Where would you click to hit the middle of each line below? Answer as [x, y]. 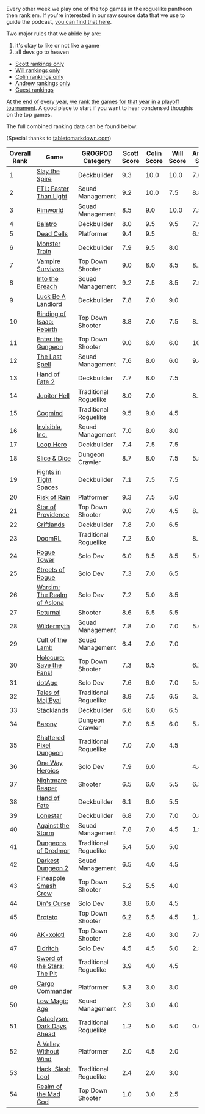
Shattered [51, 737]
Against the [53, 825]
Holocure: [51, 657]
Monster [49, 244]
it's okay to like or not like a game [57, 46]
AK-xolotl [51, 935]
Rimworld [50, 210]
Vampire [49, 261]
